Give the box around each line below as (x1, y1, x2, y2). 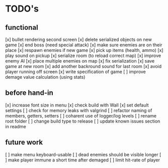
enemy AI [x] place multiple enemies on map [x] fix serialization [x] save (5, 58, 155, 64)
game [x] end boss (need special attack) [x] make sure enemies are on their (5, 42, 162, 48)
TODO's (5, 3, 39, 15)
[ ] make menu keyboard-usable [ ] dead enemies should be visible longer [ (5, 151, 161, 157)
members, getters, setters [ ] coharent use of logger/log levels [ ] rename (5, 113, 157, 119)
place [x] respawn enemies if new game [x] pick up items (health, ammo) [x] (5, 47, 163, 53)
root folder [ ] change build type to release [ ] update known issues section (5, 118, 160, 124)
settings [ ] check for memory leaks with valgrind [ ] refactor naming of (5, 107, 152, 114)
